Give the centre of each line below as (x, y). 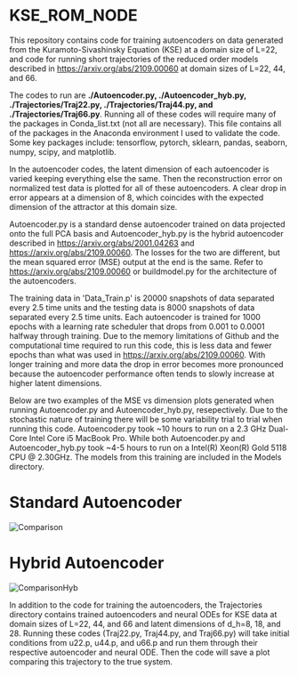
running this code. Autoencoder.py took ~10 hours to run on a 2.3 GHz (138, 429)
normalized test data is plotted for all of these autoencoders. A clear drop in (148, 188)
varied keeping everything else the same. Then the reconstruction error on (146, 178)
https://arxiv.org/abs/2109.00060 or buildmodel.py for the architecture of (143, 271)
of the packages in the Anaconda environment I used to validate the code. (145, 133)
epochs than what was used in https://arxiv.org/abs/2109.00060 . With (137, 354)
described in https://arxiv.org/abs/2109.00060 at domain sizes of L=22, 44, (148, 68)
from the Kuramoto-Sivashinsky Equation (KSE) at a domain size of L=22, (143, 49)
